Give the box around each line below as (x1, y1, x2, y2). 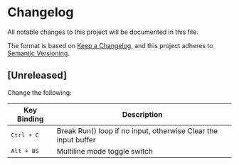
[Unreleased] (7, 69, 68, 81)
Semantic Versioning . (7, 49, 70, 57)
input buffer (56, 135, 96, 144)
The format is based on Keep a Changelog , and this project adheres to (7, 41, 213, 50)
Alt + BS (11, 147, 39, 155)
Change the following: (7, 88, 73, 96)
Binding (16, 114, 44, 124)
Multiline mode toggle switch (56, 146, 153, 156)
